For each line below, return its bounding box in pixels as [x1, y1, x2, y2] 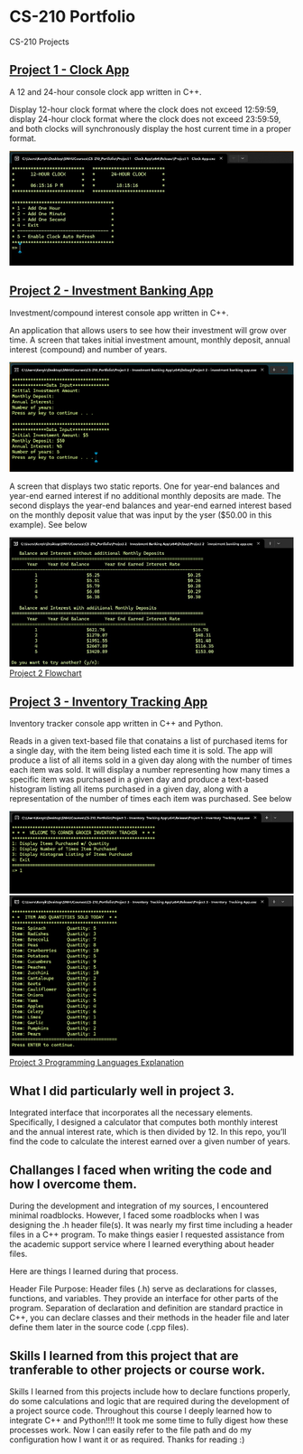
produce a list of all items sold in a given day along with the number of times [9, 755, 293, 765]
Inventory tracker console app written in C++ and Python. [9, 718, 224, 729]
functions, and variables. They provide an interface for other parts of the [9, 1293, 279, 1304]
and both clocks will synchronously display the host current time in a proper [9, 123, 291, 134]
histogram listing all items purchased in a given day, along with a [9, 783, 249, 794]
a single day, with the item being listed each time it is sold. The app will [9, 746, 273, 756]
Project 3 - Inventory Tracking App [9, 694, 208, 709]
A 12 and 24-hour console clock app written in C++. [9, 86, 202, 97]
